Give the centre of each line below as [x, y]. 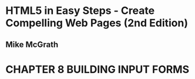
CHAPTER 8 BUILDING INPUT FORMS [97, 69]
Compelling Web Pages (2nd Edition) [97, 23]
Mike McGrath [32, 44]
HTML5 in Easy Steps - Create [80, 11]
